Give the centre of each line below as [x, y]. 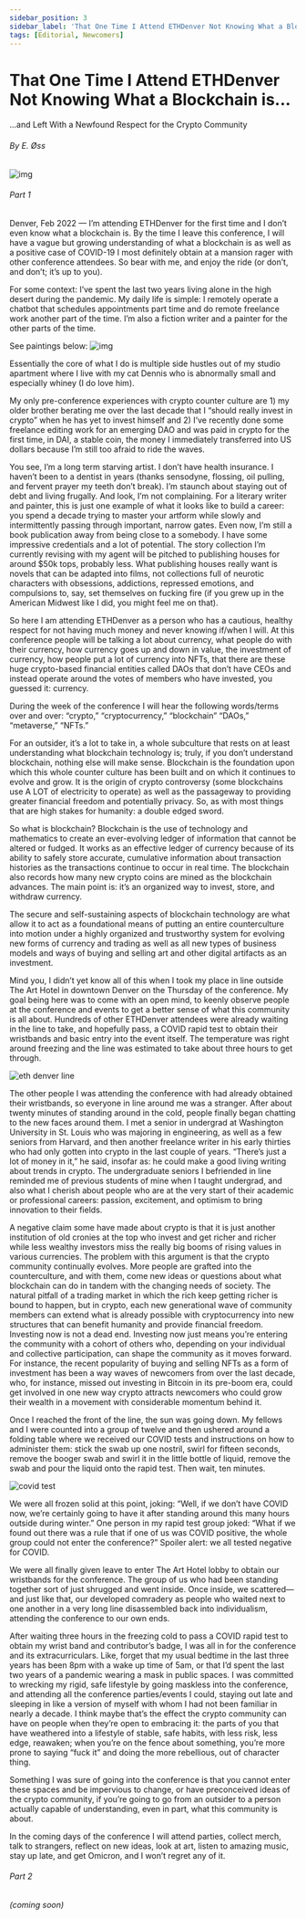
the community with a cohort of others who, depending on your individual [148, 1344]
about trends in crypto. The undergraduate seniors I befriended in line [140, 1170]
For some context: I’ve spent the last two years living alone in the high [140, 289]
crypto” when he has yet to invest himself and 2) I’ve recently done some [147, 420]
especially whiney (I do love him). [72, 383]
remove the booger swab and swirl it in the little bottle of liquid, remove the [150, 1458]
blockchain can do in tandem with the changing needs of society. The [140, 1285]
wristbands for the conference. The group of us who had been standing [144, 1579]
